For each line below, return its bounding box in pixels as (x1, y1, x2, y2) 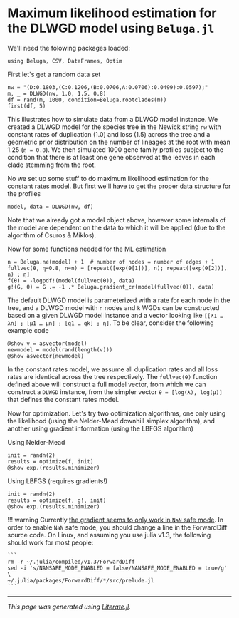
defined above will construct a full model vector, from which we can (7, 380, 206, 388)
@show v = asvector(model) (7, 340, 87, 347)
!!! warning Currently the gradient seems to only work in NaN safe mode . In (7, 515, 224, 524)
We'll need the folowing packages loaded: (7, 43, 130, 52)
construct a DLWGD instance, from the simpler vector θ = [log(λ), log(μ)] (7, 387, 223, 396)
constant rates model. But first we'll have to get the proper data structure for (7, 182, 231, 190)
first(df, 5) (7, 102, 46, 110)
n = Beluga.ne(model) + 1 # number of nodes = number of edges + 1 (7, 258, 215, 265)
